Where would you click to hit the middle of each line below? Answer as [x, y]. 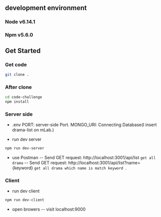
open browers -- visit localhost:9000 [49, 209]
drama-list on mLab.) [33, 130]
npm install [17, 102]
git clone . [17, 74]
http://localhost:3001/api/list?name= [104, 163]
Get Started [23, 51]
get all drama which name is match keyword [79, 168]
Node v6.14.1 [20, 22]
